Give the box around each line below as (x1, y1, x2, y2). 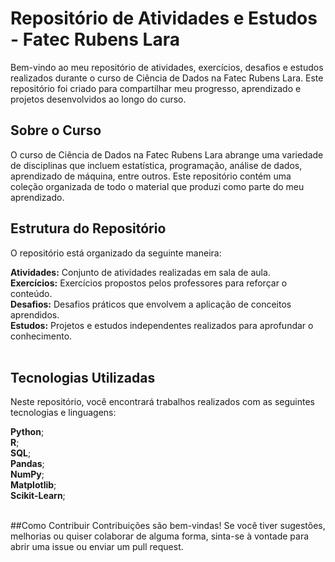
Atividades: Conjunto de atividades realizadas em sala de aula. (10, 266, 271, 278)
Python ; (10, 426, 45, 438)
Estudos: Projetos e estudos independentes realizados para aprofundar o (10, 319, 314, 331)
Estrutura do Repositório (10, 220, 167, 237)
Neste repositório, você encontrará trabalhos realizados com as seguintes (10, 396, 315, 408)
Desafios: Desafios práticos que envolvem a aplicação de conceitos (10, 298, 292, 310)
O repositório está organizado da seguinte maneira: (10, 247, 222, 259)
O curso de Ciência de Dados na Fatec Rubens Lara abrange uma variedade (10, 148, 324, 161)
